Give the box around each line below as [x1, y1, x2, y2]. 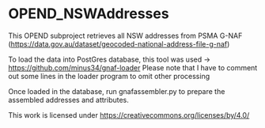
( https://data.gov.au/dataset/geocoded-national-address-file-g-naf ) [8, 39, 230, 48]
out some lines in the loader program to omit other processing [8, 71, 210, 81]
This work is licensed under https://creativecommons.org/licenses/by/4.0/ [8, 110, 250, 119]
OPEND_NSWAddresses [8, 5, 169, 23]
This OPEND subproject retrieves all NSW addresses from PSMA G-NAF [8, 31, 243, 40]
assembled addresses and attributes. [8, 95, 129, 104]
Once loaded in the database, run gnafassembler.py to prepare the [8, 86, 225, 96]
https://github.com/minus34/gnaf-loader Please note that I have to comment [8, 62, 258, 72]
